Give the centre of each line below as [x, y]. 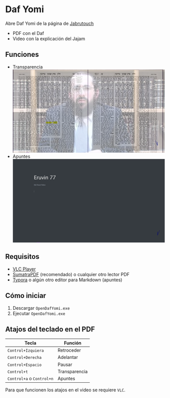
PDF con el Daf [28, 33]
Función [73, 343]
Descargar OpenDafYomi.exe [41, 308]
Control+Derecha [25, 358]
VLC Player [24, 269]
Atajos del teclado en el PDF [50, 329]
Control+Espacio [25, 365]
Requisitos [22, 257]
